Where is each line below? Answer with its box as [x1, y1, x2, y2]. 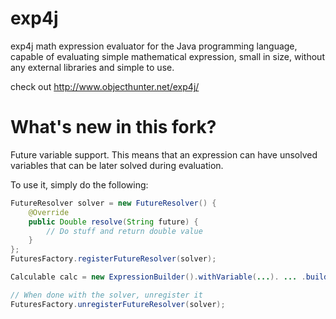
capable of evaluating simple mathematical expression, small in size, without [10, 50, 325, 62]
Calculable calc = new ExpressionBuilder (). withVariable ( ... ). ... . [10, 272, 307, 282]
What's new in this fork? [10, 116, 217, 139]
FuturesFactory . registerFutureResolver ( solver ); [10, 254, 217, 264]
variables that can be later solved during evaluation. [10, 159, 224, 171]
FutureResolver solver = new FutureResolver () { [10, 198, 217, 208]
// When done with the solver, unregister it [10, 290, 203, 300]
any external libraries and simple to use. [10, 61, 175, 73]
